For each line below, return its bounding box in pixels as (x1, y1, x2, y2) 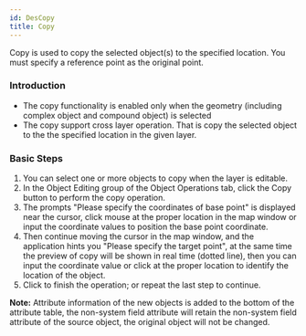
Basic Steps (9, 152, 64, 164)
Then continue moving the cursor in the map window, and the (22, 231, 254, 242)
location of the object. (22, 270, 106, 281)
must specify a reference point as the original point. (9, 57, 204, 68)
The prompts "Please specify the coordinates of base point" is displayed (22, 202, 296, 213)
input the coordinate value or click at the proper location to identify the (22, 260, 290, 271)
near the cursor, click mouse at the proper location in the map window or (22, 212, 297, 223)
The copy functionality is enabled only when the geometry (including (22, 100, 282, 110)
